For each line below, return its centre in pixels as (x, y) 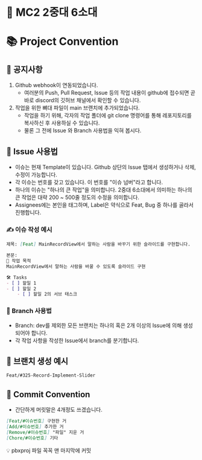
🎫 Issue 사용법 (32, 151)
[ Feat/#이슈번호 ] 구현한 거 (36, 421)
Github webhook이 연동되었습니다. (56, 85)
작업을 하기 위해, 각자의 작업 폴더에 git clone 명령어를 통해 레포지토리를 (108, 115)
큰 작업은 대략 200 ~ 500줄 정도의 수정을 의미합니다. (77, 197)
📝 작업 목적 (19, 261)
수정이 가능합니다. (36, 175)
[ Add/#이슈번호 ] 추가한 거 (35, 427)
